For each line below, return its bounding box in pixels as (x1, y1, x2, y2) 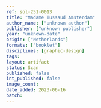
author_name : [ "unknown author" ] (6, 20, 90, 26)
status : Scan (6, 64, 39, 71)
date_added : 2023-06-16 (6, 87, 66, 93)
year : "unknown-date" (6, 31, 61, 37)
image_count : (6, 82, 39, 88)
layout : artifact (6, 59, 50, 65)
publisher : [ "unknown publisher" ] (6, 25, 93, 32)
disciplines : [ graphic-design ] (6, 48, 85, 54)
